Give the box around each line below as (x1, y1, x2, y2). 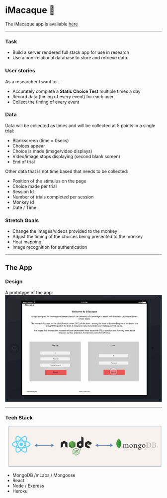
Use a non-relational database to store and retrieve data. (12, 55, 129, 61)
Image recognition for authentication (12, 244, 87, 250)
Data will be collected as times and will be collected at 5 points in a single (5, 122, 156, 129)
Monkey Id (12, 199, 34, 205)
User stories (5, 67, 36, 74)
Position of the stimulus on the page (12, 178, 86, 184)
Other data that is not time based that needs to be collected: (5, 168, 128, 174)
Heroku (12, 488, 28, 494)
